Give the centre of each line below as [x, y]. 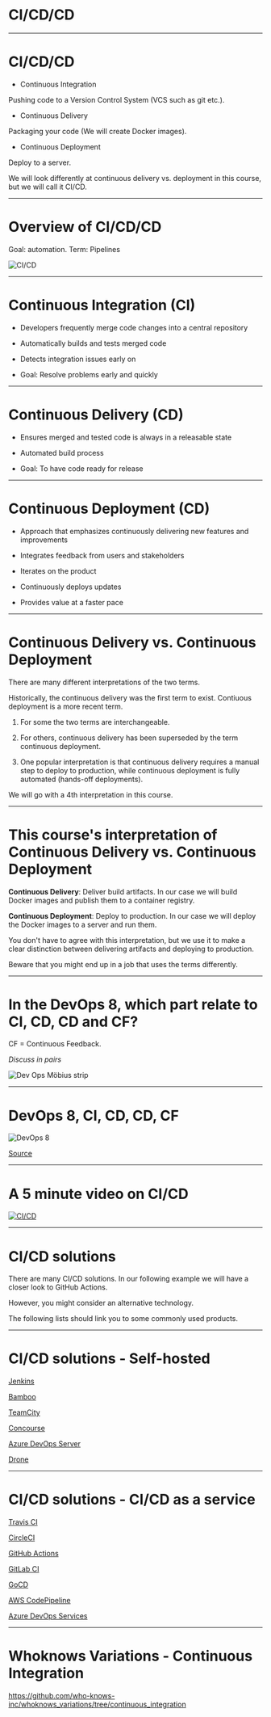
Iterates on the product [58, 570]
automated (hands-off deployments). [81, 779]
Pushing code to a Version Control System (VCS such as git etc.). [117, 99]
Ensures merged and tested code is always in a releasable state [126, 437]
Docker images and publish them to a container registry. [102, 900]
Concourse [27, 1429]
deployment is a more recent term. [66, 706]
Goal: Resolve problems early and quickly [89, 374]
